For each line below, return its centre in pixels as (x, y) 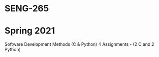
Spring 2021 (30, 31)
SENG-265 (27, 9)
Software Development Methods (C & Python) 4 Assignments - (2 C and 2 (79, 44)
